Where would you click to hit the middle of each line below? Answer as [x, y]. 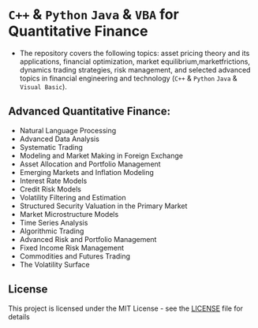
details [19, 316]
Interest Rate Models [53, 181]
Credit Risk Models [50, 189]
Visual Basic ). [43, 86]
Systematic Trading [51, 147]
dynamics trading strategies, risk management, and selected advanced [135, 69]
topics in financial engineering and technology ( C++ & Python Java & [129, 78]
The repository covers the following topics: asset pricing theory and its [135, 53]
